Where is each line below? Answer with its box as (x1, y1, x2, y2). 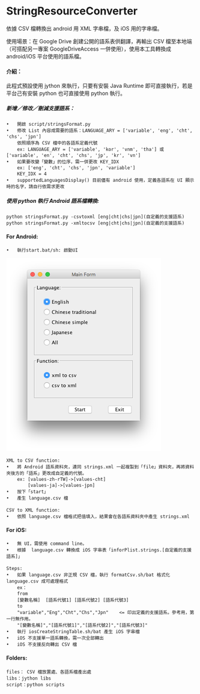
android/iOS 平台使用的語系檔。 (6, 52, 85, 60)
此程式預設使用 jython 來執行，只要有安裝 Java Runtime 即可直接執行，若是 (6, 82, 193, 90)
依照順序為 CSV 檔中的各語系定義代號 (17, 140, 98, 146)
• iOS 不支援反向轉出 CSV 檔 (6, 642, 77, 648)
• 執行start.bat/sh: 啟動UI (6, 247, 78, 253)
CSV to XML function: (6, 507, 61, 513)
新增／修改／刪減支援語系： (6, 104, 75, 112)
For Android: (6, 233, 38, 240)
